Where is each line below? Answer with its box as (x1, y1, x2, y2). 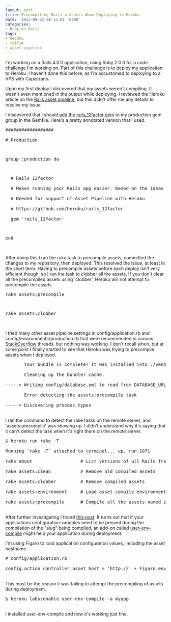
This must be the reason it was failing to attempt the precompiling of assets (5, 580, 163, 586)
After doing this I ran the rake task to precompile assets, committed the (5, 254, 154, 260)
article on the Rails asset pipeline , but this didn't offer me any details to (5, 96, 154, 102)
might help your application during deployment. (23, 530, 123, 536)
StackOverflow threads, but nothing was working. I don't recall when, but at (5, 341, 164, 347)
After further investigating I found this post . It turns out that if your (5, 514, 144, 520)
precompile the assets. (5, 281, 53, 288)
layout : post (5, 7, 33, 13)
